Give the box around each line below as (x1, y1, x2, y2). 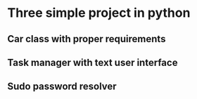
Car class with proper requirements (7, 33, 166, 45)
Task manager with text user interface (7, 56, 178, 68)
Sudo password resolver (7, 81, 117, 93)
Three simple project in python (7, 5, 191, 21)
